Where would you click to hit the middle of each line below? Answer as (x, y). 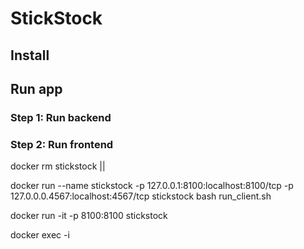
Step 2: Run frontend (62, 144)
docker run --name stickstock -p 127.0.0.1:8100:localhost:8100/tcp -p (152, 186)
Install (30, 55)
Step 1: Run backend (61, 117)
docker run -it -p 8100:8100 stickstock (89, 216)
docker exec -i (40, 235)
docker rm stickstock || (58, 166)
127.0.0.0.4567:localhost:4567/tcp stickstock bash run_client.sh (141, 196)
